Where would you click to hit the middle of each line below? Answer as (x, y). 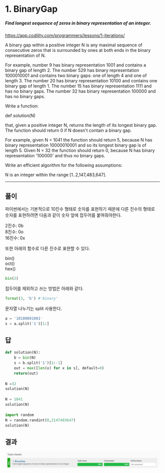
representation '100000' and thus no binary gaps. (55, 156)
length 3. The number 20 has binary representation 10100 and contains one (81, 81)
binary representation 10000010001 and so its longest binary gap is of (76, 145)
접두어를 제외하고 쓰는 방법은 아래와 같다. (44, 288)
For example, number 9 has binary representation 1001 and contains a (76, 65)
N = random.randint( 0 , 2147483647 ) (41, 420)
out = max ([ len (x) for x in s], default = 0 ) (59, 368)
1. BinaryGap (31, 9)
